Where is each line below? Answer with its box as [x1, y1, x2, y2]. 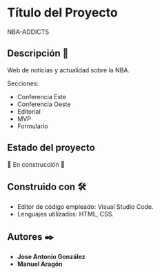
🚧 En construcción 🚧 [7, 160, 66, 168]
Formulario [17, 122, 48, 130]
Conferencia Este [17, 92, 67, 101]
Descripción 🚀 [7, 48, 69, 59]
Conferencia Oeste [17, 100, 71, 108]
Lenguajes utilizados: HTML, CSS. [17, 210, 114, 218]
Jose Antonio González [17, 253, 86, 261]
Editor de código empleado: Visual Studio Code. [17, 203, 154, 211]
